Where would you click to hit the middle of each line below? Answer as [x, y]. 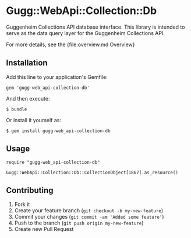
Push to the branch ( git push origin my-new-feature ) [79, 223]
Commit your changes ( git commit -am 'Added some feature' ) [89, 217]
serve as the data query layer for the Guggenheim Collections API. [85, 33]
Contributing [30, 190]
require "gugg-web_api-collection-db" [53, 162]
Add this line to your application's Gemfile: [57, 77]
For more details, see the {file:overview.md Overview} [70, 44]
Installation [27, 63]
